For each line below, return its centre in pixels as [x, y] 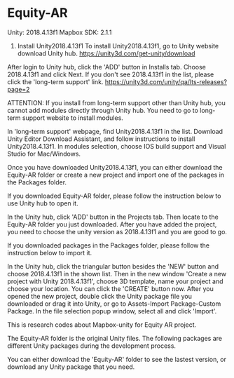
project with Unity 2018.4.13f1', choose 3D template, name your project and [115, 281]
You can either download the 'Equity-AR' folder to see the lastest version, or [117, 359]
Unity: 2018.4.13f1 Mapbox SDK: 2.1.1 [60, 32]
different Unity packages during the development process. [92, 346]
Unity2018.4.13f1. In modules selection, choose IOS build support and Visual [117, 146]
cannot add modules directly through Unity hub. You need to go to [103, 110]
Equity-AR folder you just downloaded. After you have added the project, [112, 224]
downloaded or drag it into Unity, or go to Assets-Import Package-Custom [114, 304]
